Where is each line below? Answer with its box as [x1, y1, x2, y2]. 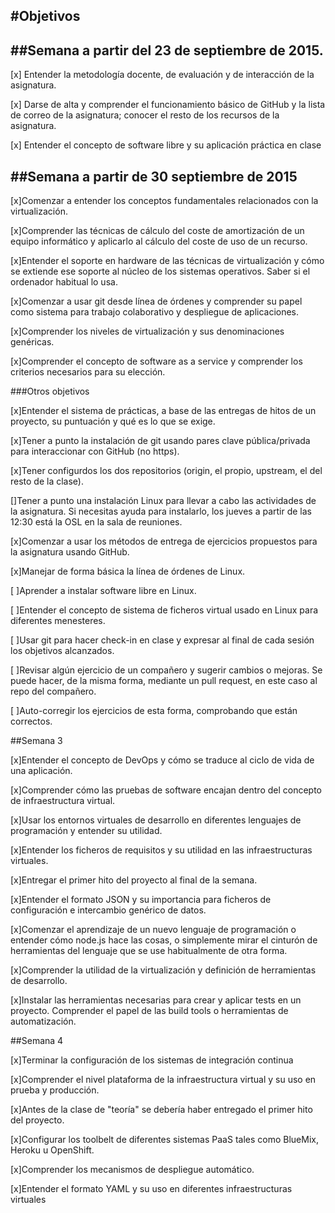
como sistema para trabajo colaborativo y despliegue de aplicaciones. [10, 306, 300, 318]
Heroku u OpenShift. [10, 1144, 95, 1156]
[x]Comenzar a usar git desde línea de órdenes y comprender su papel [10, 295, 303, 308]
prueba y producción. [10, 1084, 100, 1096]
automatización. [10, 1015, 77, 1028]
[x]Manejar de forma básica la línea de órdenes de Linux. [10, 565, 246, 578]
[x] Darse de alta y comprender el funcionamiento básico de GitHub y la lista [10, 99, 326, 111]
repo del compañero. [10, 685, 97, 698]
